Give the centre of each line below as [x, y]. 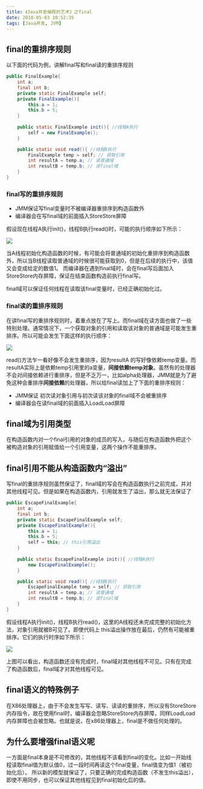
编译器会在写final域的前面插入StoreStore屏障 [71, 216]
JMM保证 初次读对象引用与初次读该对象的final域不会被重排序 [91, 395]
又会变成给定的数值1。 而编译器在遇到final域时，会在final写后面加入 [90, 268]
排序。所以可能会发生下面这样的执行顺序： [59, 335]
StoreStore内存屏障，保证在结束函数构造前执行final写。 [75, 276]
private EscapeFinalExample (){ [56, 525]
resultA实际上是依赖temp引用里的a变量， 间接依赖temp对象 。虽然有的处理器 [101, 367]
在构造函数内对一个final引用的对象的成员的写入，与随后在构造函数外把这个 [99, 439]
